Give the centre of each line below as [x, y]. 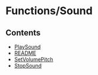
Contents [23, 33]
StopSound [28, 66]
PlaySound [27, 47]
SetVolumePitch [34, 59]
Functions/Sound [49, 11]
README [25, 53]
